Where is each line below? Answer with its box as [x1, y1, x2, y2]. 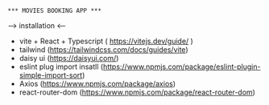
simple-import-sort [19, 71, 83, 79]
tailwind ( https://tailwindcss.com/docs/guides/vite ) [19, 45, 188, 55]
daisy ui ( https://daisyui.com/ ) [19, 54, 119, 63]
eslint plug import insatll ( [19, 62, 104, 71]
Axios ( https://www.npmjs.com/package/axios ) [19, 79, 176, 88]
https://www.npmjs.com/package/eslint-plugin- [102, 62, 261, 71]
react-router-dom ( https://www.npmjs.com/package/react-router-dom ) [19, 87, 255, 97]
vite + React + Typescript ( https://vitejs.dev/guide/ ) [19, 36, 194, 46]
